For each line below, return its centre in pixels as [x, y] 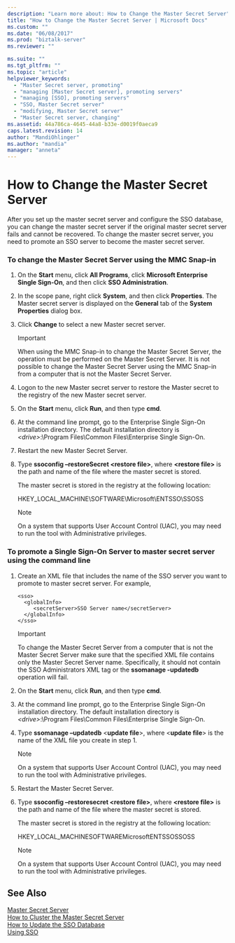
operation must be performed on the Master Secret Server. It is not [113, 359]
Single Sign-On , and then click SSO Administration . [93, 283]
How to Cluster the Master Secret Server [66, 917]
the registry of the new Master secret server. [82, 395]
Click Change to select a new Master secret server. [91, 325]
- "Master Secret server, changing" [67, 118]
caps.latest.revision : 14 [45, 130]
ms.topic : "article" [37, 72]
